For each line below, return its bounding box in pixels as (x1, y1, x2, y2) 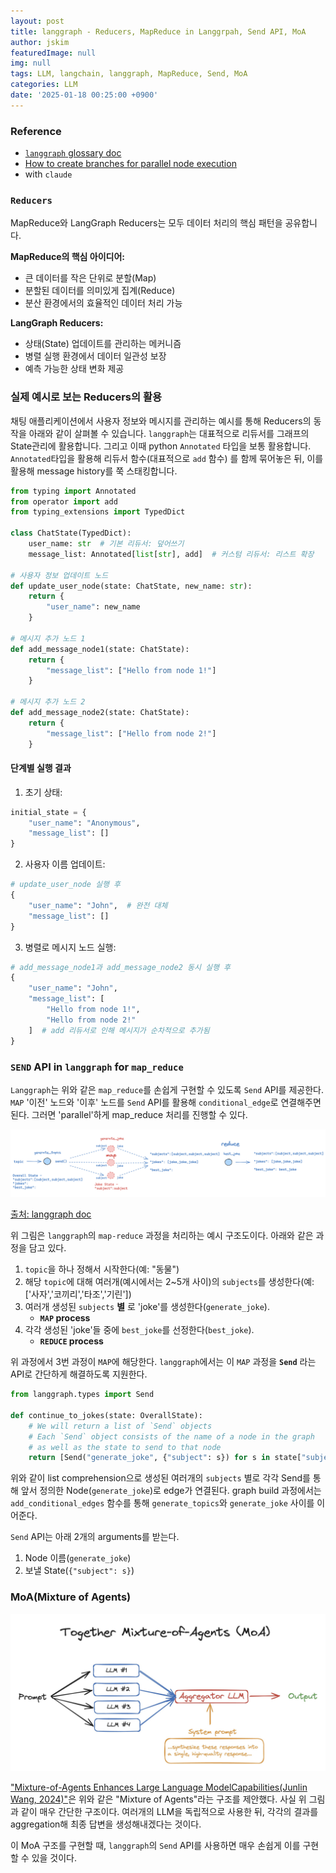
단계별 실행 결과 (10, 762, 72, 774)
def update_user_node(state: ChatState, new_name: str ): (10, 581, 253, 591)
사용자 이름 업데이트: (24, 858, 106, 870)
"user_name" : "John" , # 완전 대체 (28, 900, 168, 910)
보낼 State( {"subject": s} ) (24, 1565, 135, 1577)
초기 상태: (24, 786, 63, 798)
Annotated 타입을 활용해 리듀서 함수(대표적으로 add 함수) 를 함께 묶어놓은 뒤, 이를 (10, 452, 324, 464)
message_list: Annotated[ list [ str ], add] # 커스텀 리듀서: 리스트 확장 (28, 549, 315, 559)
